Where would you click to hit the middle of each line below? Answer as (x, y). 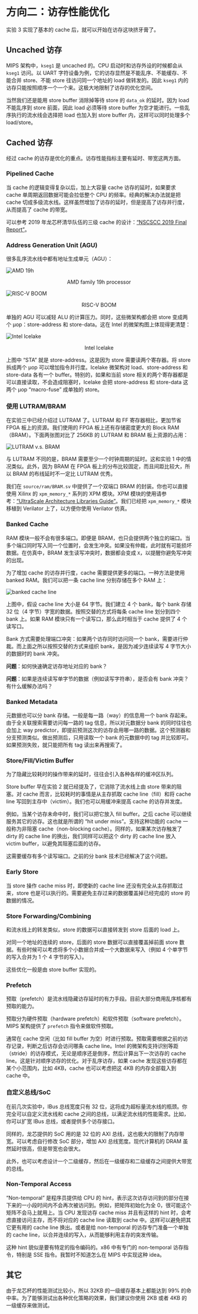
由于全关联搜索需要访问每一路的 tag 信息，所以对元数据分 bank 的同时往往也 (99, 723)
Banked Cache (27, 524)
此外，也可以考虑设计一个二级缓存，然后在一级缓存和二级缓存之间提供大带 (96, 1161)
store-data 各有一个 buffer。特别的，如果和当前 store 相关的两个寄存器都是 (97, 375)
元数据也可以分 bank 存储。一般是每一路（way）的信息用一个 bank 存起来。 (98, 715)
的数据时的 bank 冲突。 (34, 653)
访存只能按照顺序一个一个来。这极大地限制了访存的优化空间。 (81, 87)
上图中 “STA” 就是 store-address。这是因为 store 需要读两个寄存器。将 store (98, 360)
